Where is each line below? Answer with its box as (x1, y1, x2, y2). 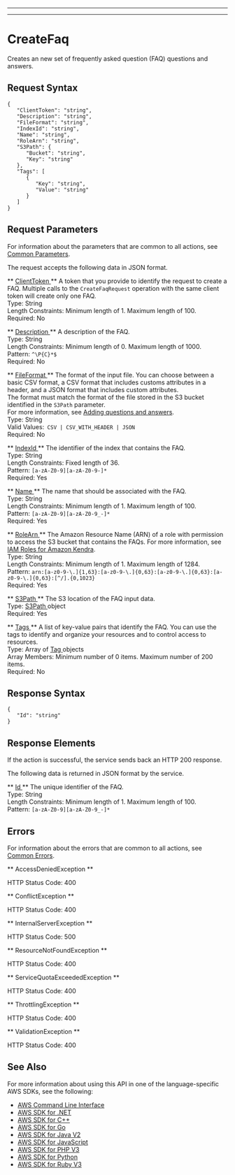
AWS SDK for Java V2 (17, 1130, 81, 1139)
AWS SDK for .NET (17, 1108, 72, 1116)
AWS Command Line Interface (17, 1100, 105, 1109)
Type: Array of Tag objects (7, 644, 84, 654)
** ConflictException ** (7, 892, 75, 900)
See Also (7, 1061, 47, 1073)
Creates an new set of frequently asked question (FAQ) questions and (7, 54, 208, 63)
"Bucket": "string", (25, 150, 86, 157)
